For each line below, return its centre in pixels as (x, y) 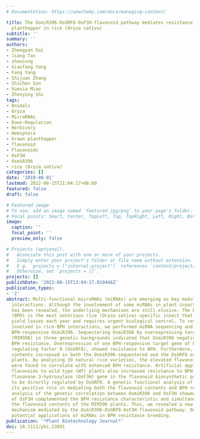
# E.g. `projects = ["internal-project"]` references (77, 266)
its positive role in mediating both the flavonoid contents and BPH (99, 388)
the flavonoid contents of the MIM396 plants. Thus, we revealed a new (102, 404)
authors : (17, 45)
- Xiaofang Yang (26, 67)
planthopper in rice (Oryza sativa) (57, 28)
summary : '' (21, 39)
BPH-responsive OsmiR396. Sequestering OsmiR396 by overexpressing (97, 332)
